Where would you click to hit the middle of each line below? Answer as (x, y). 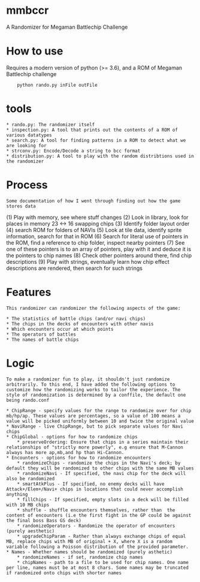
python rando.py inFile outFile (57, 85)
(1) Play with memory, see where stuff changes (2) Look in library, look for (97, 217)
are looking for (26, 145)
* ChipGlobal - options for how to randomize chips (72, 437)
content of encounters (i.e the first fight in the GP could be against (99, 515)
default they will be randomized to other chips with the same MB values (100, 468)
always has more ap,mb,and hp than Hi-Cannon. (65, 452)
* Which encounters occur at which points (60, 329)
